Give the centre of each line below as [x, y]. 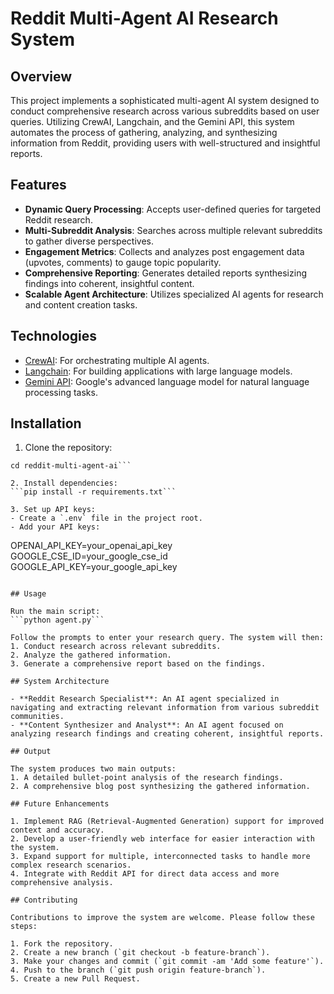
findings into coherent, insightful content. [109, 283]
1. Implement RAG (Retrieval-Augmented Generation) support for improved [167, 822]
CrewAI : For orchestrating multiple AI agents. [117, 360]
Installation [46, 423]
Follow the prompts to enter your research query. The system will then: [167, 638]
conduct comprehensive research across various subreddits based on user [165, 111]
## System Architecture [60, 682]
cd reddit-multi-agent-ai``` [71, 466]
